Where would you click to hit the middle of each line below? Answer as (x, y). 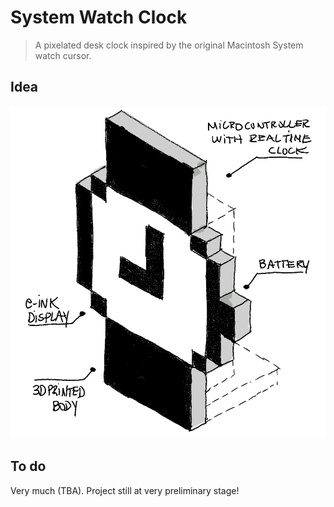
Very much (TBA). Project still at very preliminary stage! (125, 490)
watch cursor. (63, 55)
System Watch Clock (99, 17)
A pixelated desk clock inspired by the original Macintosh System (169, 45)
